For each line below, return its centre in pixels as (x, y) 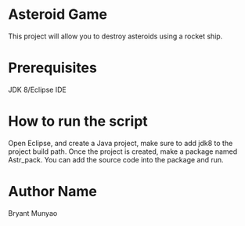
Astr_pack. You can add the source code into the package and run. (116, 159)
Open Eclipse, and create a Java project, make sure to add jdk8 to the (121, 143)
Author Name (53, 191)
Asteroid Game (58, 15)
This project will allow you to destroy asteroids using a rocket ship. (115, 36)
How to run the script (78, 121)
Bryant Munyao (33, 213)
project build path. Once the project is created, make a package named (123, 151)
